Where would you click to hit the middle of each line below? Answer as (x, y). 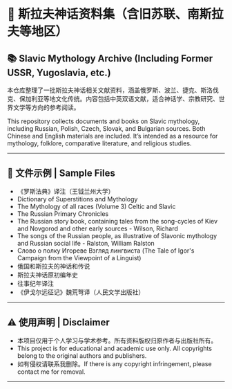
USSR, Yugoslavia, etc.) (59, 72)
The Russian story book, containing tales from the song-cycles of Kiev (117, 221)
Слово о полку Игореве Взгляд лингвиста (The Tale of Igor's (106, 251)
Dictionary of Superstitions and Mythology (77, 199)
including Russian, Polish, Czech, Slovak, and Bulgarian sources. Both (106, 128)
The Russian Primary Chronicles (63, 214)
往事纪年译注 (35, 283)
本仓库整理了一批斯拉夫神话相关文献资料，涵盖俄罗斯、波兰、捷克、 (104, 90)
